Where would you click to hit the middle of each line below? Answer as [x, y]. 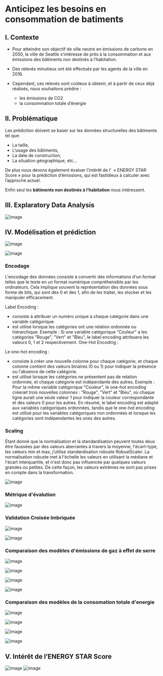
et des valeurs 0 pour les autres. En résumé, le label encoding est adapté [85, 402]
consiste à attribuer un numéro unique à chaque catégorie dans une [80, 316]
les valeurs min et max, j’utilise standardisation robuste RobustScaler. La [77, 452]
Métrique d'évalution [30, 495]
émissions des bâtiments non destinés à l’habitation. [64, 59]
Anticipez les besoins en [55, 9]
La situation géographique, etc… [45, 160]
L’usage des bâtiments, [35, 150]
